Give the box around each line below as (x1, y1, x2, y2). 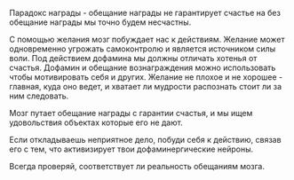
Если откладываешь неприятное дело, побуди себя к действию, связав (9, 135, 282, 145)
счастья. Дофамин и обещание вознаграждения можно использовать (9, 62, 276, 73)
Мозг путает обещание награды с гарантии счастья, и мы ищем (9, 108, 253, 118)
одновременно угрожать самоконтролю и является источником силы (9, 43, 276, 54)
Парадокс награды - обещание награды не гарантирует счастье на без (9, 8, 282, 18)
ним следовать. (9, 90, 69, 101)
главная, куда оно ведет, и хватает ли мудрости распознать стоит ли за (9, 82, 282, 91)
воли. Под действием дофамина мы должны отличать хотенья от (9, 53, 258, 63)
